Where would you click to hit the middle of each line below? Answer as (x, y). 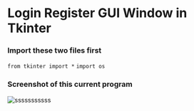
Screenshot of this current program (70, 85)
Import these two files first (55, 51)
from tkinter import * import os (56, 67)
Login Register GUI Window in (97, 13)
